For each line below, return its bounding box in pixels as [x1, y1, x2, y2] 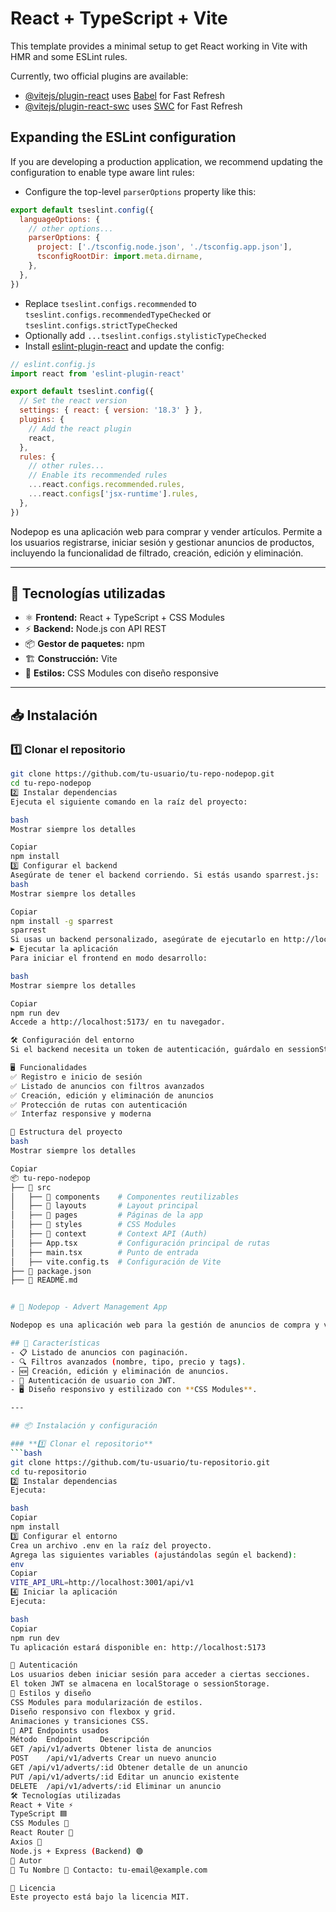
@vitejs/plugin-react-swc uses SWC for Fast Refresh [24, 100, 243, 112]
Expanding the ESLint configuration [10, 129, 237, 146]
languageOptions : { [19, 214, 101, 224]
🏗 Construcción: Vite [24, 653, 118, 665]
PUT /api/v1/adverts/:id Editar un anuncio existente [10, 1772, 240, 1782]
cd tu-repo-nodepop [10, 778, 92, 788]
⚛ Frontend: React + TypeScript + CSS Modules [24, 612, 225, 624]
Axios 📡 [10, 1837, 43, 1847]
